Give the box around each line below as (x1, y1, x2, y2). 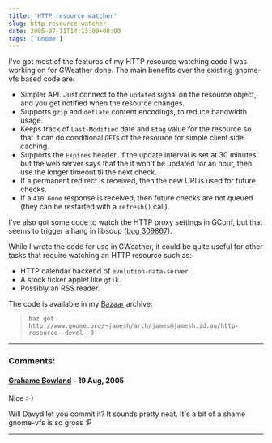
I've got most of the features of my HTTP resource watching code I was (8, 57, 248, 67)
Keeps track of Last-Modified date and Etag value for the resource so (19, 124, 252, 134)
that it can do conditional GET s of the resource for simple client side (19, 133, 244, 143)
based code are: (20, 74, 75, 84)
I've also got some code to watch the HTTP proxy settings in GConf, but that (8, 217, 263, 227)
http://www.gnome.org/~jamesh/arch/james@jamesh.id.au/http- (28, 322, 240, 330)
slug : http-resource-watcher (8, 19, 107, 28)
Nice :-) (8, 394, 34, 403)
